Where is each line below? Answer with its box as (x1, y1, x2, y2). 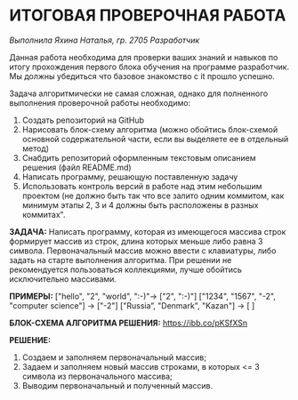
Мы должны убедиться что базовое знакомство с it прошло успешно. (9, 70, 276, 81)
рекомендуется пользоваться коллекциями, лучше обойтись (9, 264, 243, 275)
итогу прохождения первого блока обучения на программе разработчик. (9, 61, 290, 72)
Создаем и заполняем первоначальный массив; (21, 352, 207, 363)
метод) (21, 143, 50, 154)
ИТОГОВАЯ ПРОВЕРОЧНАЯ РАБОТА (9, 5, 286, 26)
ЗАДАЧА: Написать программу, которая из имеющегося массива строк (9, 226, 286, 236)
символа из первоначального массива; (21, 371, 173, 381)
